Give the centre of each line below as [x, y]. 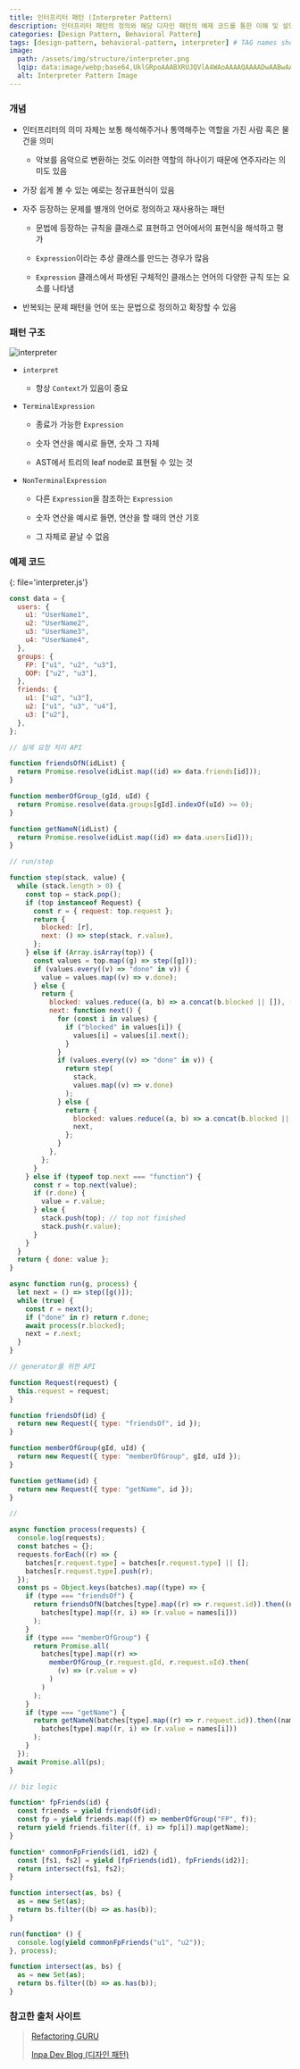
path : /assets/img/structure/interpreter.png [104, 59]
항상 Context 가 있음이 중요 [82, 388]
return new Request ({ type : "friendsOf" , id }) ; [109, 1424]
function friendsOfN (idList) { [67, 763]
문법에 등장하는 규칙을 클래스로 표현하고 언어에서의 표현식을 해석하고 [155, 228]
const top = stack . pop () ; [74, 894]
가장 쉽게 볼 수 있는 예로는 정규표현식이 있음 [99, 190]
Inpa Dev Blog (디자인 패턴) [80, 2055]
